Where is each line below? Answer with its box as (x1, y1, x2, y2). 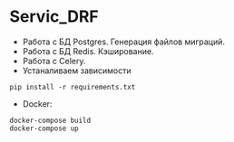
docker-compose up (9, 124, 79, 133)
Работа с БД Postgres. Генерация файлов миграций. (22, 36, 225, 47)
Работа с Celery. (22, 55, 86, 66)
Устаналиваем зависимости (22, 65, 132, 76)
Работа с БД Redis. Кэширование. (22, 45, 154, 56)
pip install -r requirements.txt (9, 82, 136, 91)
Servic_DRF (9, 6, 100, 27)
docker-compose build (9, 116, 92, 125)
